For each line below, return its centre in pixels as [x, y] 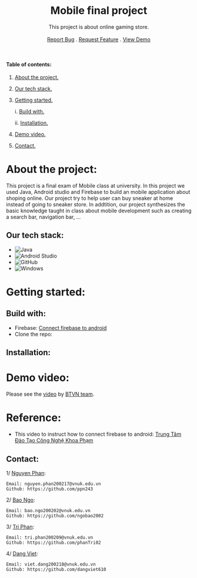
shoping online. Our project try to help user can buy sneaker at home [90, 198]
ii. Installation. [31, 123]
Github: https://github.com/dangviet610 [56, 569]
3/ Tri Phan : [20, 526]
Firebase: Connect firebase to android [61, 328]
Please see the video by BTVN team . [50, 394]
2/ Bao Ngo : [21, 500]
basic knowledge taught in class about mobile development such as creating [99, 211]
